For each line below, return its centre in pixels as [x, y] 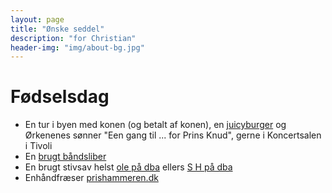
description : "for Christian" [73, 38]
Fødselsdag [60, 97]
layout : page [37, 19]
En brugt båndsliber [65, 157]
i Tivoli [38, 146]
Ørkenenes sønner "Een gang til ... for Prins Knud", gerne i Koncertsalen [173, 135]
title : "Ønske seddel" [57, 29]
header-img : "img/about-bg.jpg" [77, 47]
